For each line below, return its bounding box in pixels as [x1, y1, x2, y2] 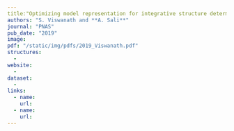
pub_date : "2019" [7, 29, 58, 37]
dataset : [7, 74, 33, 82]
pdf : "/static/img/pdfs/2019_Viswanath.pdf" [7, 42, 139, 49]
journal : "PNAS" [7, 23, 54, 30]
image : [7, 36, 26, 43]
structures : [7, 49, 42, 56]
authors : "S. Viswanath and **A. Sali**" [7, 17, 130, 24]
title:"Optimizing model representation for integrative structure [7, 10, 208, 17]
